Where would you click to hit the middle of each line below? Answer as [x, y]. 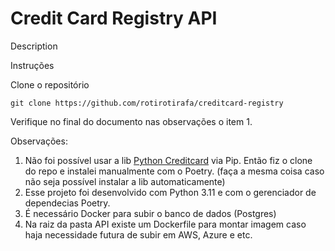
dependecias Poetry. [67, 203]
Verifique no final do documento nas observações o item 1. [131, 121]
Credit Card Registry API [114, 18]
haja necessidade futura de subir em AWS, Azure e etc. [138, 234]
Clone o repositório [50, 84]
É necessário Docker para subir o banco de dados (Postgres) [150, 213]
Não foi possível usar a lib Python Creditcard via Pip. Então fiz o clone [168, 160]
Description [34, 46]
